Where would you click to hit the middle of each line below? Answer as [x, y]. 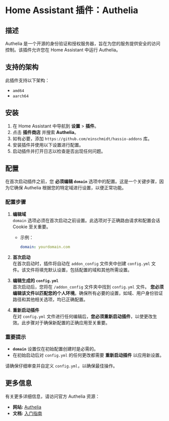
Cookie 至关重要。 [32, 227]
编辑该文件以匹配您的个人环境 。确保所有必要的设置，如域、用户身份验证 [88, 293]
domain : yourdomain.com [45, 247]
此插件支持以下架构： [27, 80]
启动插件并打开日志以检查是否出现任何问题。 [59, 151]
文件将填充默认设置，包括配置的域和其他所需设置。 [79, 269]
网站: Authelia [27, 407]
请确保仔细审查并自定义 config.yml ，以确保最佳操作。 [61, 366]
